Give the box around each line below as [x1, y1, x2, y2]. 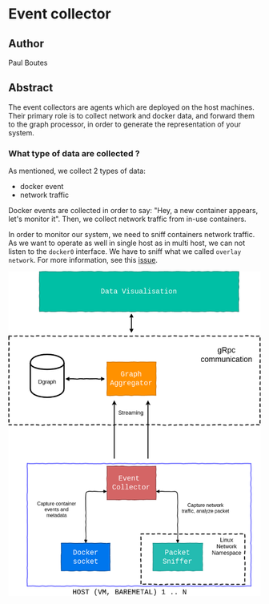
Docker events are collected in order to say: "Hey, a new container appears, [8, 206, 259, 215]
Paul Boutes [8, 58, 48, 67]
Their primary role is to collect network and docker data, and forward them [8, 111, 255, 120]
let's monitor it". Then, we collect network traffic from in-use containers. [8, 214, 247, 224]
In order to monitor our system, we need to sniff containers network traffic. [8, 230, 255, 240]
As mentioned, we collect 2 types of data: [8, 166, 146, 176]
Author [8, 37, 44, 50]
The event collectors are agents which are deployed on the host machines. [8, 102, 255, 112]
